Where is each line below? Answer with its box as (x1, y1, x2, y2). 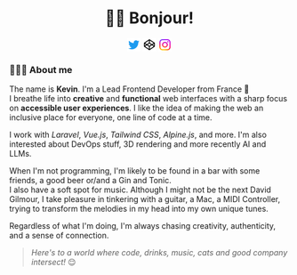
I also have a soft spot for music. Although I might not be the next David (9, 184, 271, 195)
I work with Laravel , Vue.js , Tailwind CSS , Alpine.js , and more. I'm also (9, 129, 267, 141)
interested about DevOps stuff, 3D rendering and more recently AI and (9, 139, 267, 150)
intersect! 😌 (30, 257, 76, 268)
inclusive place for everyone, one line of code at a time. (9, 112, 213, 123)
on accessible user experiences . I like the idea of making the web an (9, 102, 264, 114)
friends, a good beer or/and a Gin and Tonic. (9, 175, 172, 186)
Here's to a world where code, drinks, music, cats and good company (30, 247, 288, 258)
